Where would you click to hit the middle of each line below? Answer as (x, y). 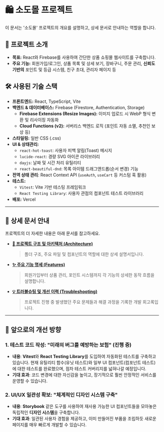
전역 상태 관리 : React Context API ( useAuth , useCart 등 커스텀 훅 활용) (79, 175)
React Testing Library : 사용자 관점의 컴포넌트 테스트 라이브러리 (82, 193)
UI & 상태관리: (25, 144)
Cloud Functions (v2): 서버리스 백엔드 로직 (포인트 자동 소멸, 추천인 (85, 126)
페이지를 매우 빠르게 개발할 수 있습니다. (49, 425)
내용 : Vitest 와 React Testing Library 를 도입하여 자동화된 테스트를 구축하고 (84, 357)
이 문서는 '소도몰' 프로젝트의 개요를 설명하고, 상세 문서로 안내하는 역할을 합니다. (81, 27)
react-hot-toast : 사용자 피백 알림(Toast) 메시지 (66, 150)
